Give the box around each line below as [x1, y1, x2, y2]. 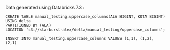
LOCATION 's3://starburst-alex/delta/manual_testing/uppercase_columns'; [5, 27, 166, 32]
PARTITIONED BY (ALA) [5, 23, 52, 28]
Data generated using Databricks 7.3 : [5, 5, 84, 10]
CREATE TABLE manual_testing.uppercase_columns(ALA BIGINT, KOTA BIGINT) [5, 14, 166, 19]
